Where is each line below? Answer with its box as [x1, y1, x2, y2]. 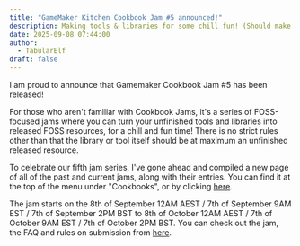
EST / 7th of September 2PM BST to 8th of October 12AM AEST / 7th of [9, 208, 273, 218]
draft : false [9, 55, 58, 64]
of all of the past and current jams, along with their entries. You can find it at [9, 171, 291, 182]
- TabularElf [17, 47, 66, 56]
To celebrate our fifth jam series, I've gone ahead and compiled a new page [9, 163, 289, 172]
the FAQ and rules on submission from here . [9, 227, 172, 238]
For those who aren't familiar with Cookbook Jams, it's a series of [9, 107, 253, 117]
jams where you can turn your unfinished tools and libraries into [41, 116, 278, 127]
